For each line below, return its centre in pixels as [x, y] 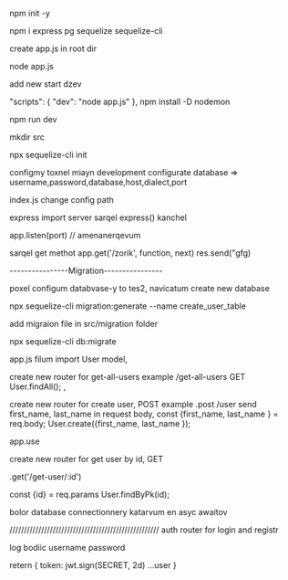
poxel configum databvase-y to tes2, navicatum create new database [140, 288]
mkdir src [27, 137]
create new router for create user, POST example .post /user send [133, 404]
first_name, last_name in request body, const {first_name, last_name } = [144, 414]
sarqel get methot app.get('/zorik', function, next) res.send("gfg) [130, 253]
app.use [25, 441]
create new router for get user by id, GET [87, 459]
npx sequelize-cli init [48, 155]
